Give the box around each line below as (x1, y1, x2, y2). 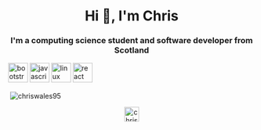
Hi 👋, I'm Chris (85, 7, 179, 25)
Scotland (114, 45, 150, 56)
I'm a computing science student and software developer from (10, 35, 253, 46)
